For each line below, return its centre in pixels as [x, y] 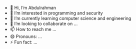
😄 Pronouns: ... [26, 36]
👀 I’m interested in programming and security [56, 13]
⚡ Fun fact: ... [23, 42]
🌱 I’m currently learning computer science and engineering [70, 18]
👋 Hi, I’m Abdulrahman [33, 8]
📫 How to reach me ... [33, 29]
